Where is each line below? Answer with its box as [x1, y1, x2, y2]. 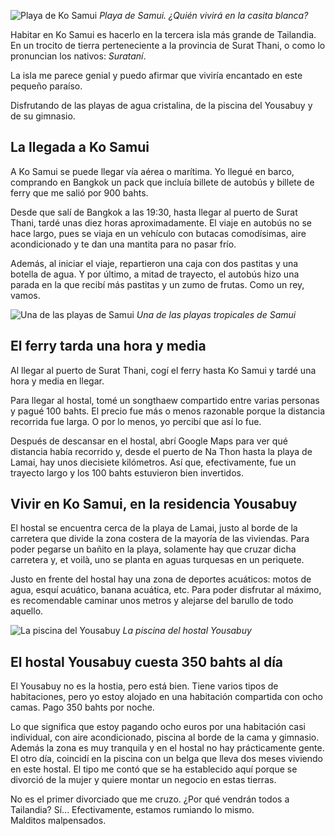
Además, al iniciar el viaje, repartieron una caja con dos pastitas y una [10, 257, 299, 269]
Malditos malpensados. [10, 815, 107, 827]
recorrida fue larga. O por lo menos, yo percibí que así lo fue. [10, 415, 262, 427]
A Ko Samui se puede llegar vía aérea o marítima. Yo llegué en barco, [10, 165, 295, 177]
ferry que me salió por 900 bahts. [10, 186, 149, 199]
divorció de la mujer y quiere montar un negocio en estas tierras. [10, 774, 277, 786]
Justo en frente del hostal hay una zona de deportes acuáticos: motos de [10, 573, 312, 585]
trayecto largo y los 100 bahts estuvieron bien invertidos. [10, 466, 244, 479]
